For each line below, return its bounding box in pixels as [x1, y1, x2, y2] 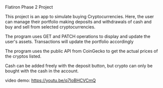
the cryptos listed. [5, 53, 41, 59]
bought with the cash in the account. [5, 68, 79, 74]
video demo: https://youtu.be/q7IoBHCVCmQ [5, 78, 96, 83]
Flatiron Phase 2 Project [5, 4, 53, 10]
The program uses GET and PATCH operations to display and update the [5, 34, 150, 39]
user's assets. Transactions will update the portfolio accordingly [5, 39, 134, 44]
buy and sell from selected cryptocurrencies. [5, 24, 96, 30]
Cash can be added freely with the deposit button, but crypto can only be [5, 63, 153, 68]
